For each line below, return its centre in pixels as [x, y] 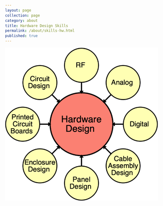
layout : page [18, 10]
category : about [21, 20]
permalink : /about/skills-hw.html [40, 31]
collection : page [23, 15]
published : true [21, 36]
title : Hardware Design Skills [37, 26]
